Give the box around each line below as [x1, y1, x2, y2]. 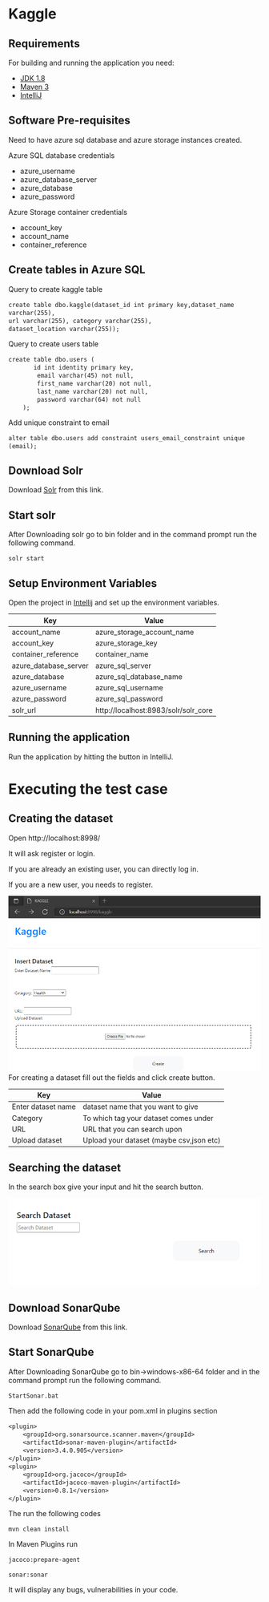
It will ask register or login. [8, 848, 95, 858]
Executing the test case [8, 780, 168, 799]
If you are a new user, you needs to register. [8, 880, 154, 889]
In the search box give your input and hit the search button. [8, 1182, 204, 1191]
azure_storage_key [94, 638, 158, 648]
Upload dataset [11, 1135, 62, 1145]
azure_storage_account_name [94, 627, 195, 637]
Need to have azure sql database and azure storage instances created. [8, 135, 243, 144]
